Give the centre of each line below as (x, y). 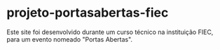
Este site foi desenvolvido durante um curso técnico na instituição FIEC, (110, 32)
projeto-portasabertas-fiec (88, 13)
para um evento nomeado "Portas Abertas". (70, 39)
